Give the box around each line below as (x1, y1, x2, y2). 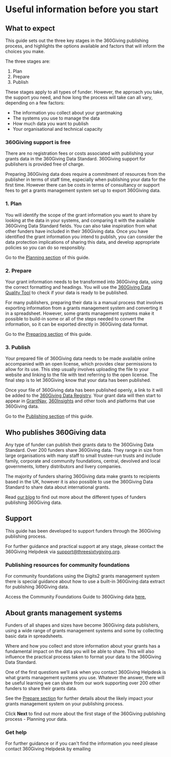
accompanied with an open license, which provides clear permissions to (5, 361, 157, 367)
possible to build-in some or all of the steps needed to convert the (5, 315, 144, 322)
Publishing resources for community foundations (5, 561, 130, 568)
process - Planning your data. (5, 716, 68, 722)
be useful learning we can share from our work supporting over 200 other (5, 680, 161, 686)
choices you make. (5, 49, 45, 54)
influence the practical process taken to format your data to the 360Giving (5, 653, 162, 660)
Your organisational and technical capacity (12, 126, 103, 132)
